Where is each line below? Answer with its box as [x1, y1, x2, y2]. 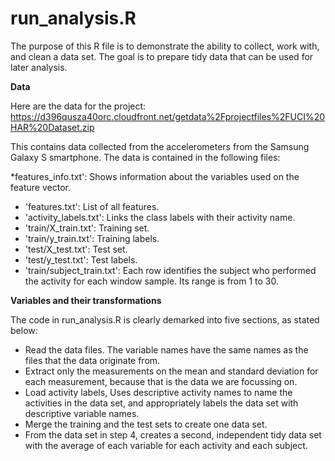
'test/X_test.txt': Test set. [24, 243, 128, 255]
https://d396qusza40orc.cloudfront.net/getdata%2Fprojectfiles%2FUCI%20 [10, 110, 326, 122]
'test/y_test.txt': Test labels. [24, 253, 138, 266]
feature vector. [10, 181, 71, 193]
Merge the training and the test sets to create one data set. [24, 418, 268, 430]
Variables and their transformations [10, 294, 162, 306]
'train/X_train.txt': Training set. [24, 222, 150, 234]
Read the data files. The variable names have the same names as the [24, 343, 309, 356]
